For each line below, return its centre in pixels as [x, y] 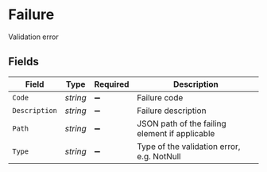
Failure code [160, 97]
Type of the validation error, [189, 147]
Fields [24, 62]
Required [112, 84]
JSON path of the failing [182, 123]
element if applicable [176, 133]
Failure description [172, 111]
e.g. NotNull [159, 156]
